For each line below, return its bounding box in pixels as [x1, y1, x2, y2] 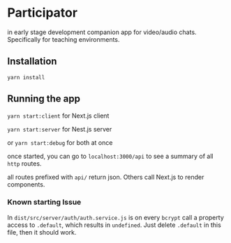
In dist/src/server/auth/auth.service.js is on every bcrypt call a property [7, 213, 225, 221]
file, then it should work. [7, 228, 77, 236]
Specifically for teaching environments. [7, 35, 120, 43]
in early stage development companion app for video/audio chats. [7, 28, 197, 36]
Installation [7, 56, 57, 68]
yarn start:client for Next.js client [7, 111, 110, 120]
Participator [7, 5, 78, 21]
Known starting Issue [7, 197, 82, 207]
